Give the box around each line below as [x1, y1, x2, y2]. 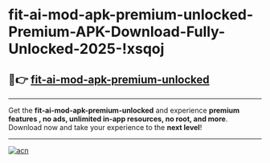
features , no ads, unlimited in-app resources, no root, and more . [8, 114, 228, 124]
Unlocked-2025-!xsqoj [8, 40, 165, 58]
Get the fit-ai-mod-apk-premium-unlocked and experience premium [8, 106, 239, 115]
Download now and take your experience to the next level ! [8, 123, 202, 132]
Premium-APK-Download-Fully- [8, 22, 226, 41]
